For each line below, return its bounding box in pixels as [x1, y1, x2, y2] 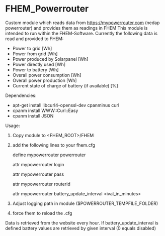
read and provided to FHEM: [5, 36, 64, 42]
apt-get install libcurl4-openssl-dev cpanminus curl [12, 102, 120, 108]
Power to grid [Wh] [12, 45, 52, 51]
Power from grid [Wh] [12, 51, 58, 57]
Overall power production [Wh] [12, 77, 77, 83]
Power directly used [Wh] [12, 61, 66, 67]
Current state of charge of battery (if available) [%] [12, 82, 118, 88]
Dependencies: [5, 92, 37, 98]
